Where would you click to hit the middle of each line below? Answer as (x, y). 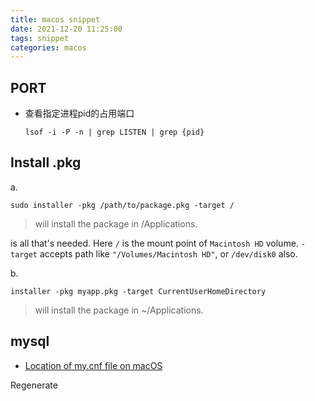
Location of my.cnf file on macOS (93, 365)
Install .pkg (46, 162)
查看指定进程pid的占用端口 (79, 113)
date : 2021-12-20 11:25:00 (66, 29)
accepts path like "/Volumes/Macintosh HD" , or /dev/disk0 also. (168, 253)
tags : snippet (40, 38)
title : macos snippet (55, 19)
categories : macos (48, 47)
